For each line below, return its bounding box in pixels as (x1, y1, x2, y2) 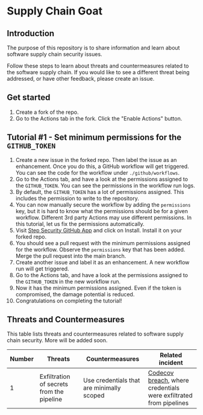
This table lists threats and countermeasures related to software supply (7, 330, 184, 338)
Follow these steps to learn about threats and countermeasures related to (7, 62, 189, 69)
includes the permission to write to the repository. (15, 195, 139, 202)
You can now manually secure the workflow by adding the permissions (15, 201, 191, 208)
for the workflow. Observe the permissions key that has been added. (15, 246, 186, 253)
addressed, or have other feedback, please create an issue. (7, 75, 155, 82)
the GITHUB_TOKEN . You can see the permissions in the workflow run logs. (15, 182, 195, 189)
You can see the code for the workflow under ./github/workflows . (15, 169, 180, 176)
